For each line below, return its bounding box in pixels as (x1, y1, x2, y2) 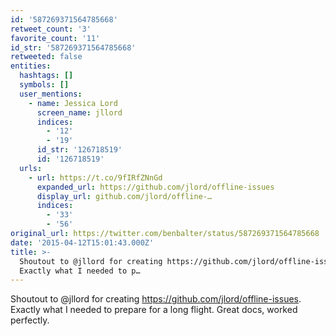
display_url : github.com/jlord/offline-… (36, 191, 213, 201)
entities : (10, 61, 52, 71)
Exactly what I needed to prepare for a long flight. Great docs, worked (10, 304, 298, 316)
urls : (19, 163, 43, 173)
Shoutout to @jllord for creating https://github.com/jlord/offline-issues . (10, 293, 302, 305)
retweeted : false (10, 52, 83, 62)
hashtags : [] (19, 71, 74, 81)
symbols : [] (19, 80, 70, 90)
